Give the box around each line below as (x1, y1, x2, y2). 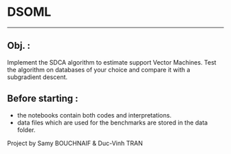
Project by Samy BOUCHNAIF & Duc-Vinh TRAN (7, 139, 143, 147)
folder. (16, 125, 36, 134)
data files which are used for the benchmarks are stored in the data (16, 118, 208, 126)
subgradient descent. (7, 73, 68, 81)
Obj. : (7, 40, 31, 52)
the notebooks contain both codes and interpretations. (16, 111, 172, 119)
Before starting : (7, 93, 79, 104)
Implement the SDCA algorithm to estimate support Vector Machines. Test (7, 58, 217, 66)
